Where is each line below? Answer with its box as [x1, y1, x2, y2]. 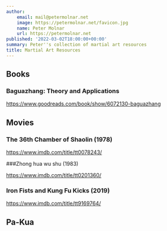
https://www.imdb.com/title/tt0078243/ [6, 149, 102, 156]
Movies [6, 117, 34, 127]
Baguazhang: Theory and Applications [6, 87, 120, 95]
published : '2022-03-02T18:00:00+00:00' [6, 36, 108, 42]
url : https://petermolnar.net [17, 31, 92, 37]
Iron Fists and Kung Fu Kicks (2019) [6, 187, 110, 195]
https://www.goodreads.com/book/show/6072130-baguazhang [6, 100, 161, 107]
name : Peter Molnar [17, 25, 65, 31]
